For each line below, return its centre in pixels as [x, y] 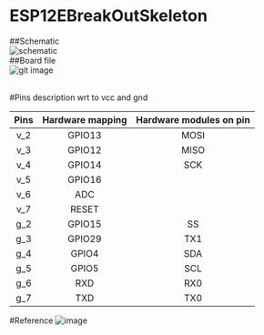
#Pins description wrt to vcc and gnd [79, 97]
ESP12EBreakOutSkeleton [108, 16]
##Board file [33, 60]
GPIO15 [85, 224]
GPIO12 [85, 149]
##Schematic [35, 41]
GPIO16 [85, 179]
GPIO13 [85, 135]
